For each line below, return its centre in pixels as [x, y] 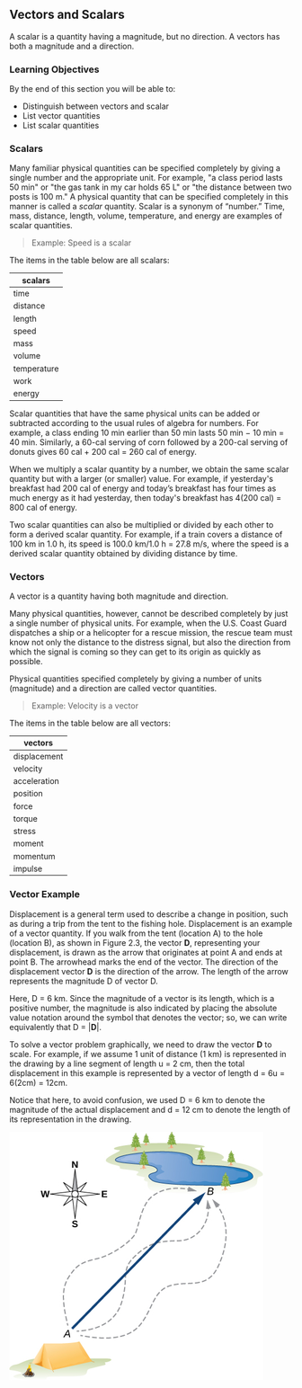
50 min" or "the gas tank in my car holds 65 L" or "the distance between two [151, 187]
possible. [26, 661]
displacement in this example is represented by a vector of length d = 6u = [147, 1072]
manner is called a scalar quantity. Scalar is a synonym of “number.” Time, [147, 207]
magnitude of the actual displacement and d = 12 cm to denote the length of [150, 1109]
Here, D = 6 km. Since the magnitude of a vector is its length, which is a [142, 998]
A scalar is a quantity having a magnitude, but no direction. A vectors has [145, 36]
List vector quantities [61, 116]
